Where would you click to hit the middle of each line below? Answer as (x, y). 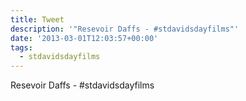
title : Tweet (37, 19)
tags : (21, 47)
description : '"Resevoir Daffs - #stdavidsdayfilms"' (125, 29)
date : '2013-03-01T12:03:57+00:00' (84, 38)
